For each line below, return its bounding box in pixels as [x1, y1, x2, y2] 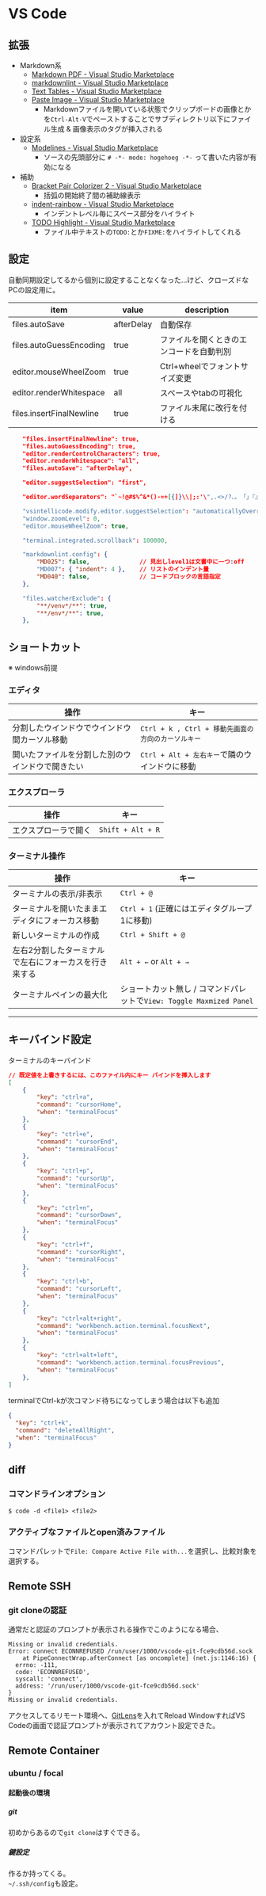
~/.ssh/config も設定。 [8, 1879, 83, 1888]
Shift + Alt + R [98, 825, 161, 834]
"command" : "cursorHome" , [36, 1101, 123, 1109]
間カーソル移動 [12, 734, 69, 746]
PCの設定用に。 [8, 284, 60, 294]
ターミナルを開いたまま [12, 903, 100, 914]
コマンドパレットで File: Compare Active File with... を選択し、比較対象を [8, 1546, 257, 1555]
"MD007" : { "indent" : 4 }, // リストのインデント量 [36, 566, 210, 574]
